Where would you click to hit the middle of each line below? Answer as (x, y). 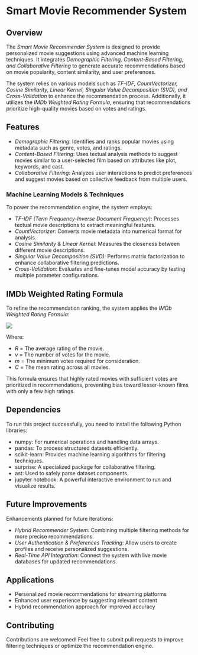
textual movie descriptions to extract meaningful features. (85, 225)
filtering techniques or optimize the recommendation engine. (80, 646)
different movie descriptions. (50, 250)
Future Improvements (47, 505)
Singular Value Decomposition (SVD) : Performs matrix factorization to (100, 257)
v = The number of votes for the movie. (62, 354)
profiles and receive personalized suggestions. (72, 549)
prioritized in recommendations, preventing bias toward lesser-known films (98, 385)
